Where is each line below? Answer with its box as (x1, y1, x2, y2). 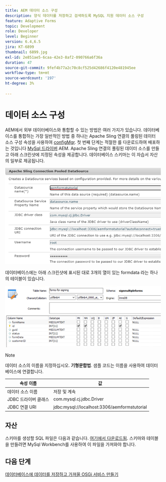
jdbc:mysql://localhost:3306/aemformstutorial (53, 404, 147, 410)
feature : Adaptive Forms (5, 18, 56, 23)
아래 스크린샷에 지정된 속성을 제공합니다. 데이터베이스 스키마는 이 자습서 (10, 151, 149, 158)
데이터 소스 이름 (7, 388, 38, 395)
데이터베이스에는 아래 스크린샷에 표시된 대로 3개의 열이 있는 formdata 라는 (5, 269, 149, 275)
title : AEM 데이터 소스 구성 (5, 8, 58, 13)
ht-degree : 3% (5, 81, 35, 86)
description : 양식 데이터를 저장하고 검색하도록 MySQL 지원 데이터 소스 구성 (5, 13, 144, 18)
